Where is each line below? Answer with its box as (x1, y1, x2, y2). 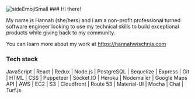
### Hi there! (49, 6, 82, 12)
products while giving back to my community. (6, 29, 116, 36)
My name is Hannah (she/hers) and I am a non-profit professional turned (6, 17, 181, 23)
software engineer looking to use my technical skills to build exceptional (6, 23, 179, 30)
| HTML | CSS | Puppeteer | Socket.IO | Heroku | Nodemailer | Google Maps (6, 75, 188, 82)
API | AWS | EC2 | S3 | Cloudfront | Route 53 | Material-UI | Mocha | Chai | (6, 80, 184, 87)
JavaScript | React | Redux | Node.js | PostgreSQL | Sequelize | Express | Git (6, 68, 190, 75)
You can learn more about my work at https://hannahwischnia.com (6, 41, 166, 47)
